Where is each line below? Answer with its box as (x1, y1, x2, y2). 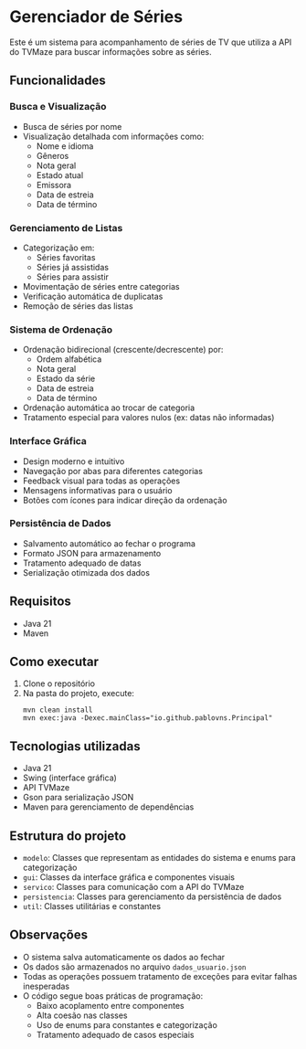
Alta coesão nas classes (36, 1010, 128, 1021)
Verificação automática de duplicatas (22, 291, 164, 302)
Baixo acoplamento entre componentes (36, 1000, 185, 1011)
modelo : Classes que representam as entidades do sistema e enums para (22, 853, 296, 864)
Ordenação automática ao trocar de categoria (22, 402, 195, 413)
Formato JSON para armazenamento (22, 547, 162, 558)
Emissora (36, 179, 71, 190)
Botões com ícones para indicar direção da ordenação (22, 494, 227, 505)
